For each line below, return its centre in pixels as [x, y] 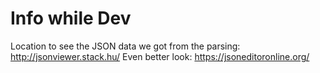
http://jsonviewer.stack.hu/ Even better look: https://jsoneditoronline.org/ [160, 56]
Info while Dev [71, 18]
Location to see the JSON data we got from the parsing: [125, 46]
